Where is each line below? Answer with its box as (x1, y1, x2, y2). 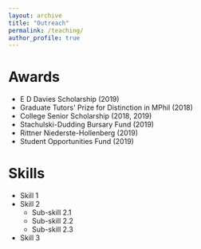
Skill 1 (19, 191, 39, 200)
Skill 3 (19, 233, 41, 243)
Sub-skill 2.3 (31, 224, 73, 235)
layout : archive (8, 11, 62, 20)
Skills (8, 165, 45, 183)
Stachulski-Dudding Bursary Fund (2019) (19, 120, 154, 130)
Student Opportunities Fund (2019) (19, 137, 134, 146)
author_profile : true (8, 33, 81, 42)
